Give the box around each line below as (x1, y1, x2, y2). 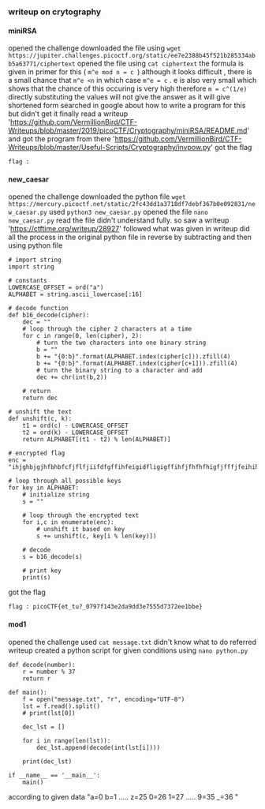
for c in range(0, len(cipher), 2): (22, 332, 144, 340)
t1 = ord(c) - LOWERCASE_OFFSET (22, 421, 129, 430)
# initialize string (22, 491, 90, 499)
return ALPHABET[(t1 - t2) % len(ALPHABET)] (22, 436, 171, 444)
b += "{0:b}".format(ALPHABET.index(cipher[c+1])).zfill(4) (36, 360, 238, 368)
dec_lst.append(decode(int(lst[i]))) (36, 743, 160, 751)
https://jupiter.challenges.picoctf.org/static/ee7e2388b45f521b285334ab (8, 52, 256, 60)
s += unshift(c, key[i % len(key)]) (36, 532, 157, 541)
